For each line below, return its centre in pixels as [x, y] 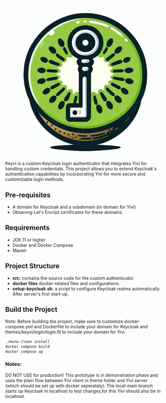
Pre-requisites [28, 195]
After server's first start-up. [41, 294]
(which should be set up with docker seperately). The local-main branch [79, 386]
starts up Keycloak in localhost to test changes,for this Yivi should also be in [83, 391]
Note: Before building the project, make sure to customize [64, 321]
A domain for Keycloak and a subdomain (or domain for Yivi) [74, 207]
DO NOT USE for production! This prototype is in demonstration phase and [82, 375]
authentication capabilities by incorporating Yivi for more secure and [75, 174]
